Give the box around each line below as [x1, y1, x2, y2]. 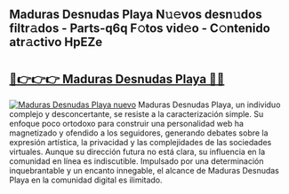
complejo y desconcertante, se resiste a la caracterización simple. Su [9, 109, 264, 119]
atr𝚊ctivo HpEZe [9, 35, 103, 50]
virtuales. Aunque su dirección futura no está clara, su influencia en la [9, 146, 266, 157]
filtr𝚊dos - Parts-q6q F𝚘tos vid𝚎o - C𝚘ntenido [9, 21, 271, 36]
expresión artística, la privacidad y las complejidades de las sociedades [9, 137, 272, 147]
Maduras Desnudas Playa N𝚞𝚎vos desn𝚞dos [9, 7, 262, 22]
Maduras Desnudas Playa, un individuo [137, 99, 281, 110]
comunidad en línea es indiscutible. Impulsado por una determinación [9, 156, 264, 167]
